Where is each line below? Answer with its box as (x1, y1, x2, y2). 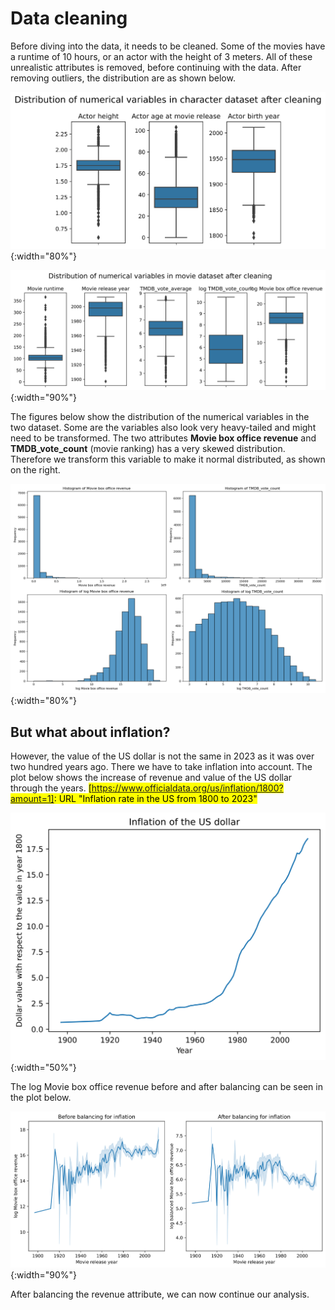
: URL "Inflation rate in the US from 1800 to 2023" (53, 793, 258, 805)
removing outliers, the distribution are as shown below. (10, 72, 236, 84)
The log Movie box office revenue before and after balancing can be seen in (10, 1081, 323, 1093)
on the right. (10, 463, 61, 476)
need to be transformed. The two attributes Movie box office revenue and (10, 432, 317, 444)
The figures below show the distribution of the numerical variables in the (10, 410, 310, 422)
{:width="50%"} (10, 1062, 77, 1074)
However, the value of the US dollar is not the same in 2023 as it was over (10, 750, 315, 762)
